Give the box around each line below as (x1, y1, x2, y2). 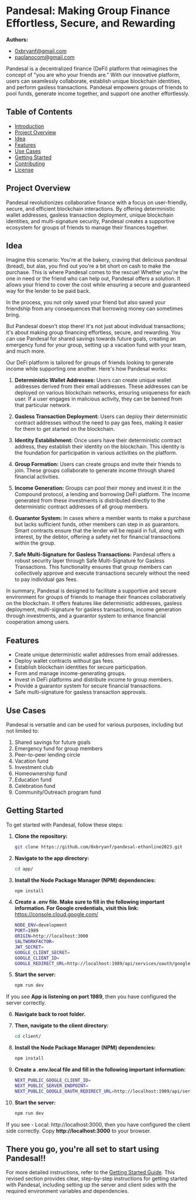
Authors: (6, 36, 28, 43)
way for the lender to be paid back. (6, 288, 91, 295)
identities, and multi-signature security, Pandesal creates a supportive (6, 217, 175, 224)
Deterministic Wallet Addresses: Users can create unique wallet (14, 377, 171, 384)
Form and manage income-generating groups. (14, 670, 126, 677)
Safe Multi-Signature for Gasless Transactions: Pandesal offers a (14, 551, 176, 558)
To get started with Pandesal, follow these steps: (6, 821, 124, 828)
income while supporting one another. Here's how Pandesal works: (6, 365, 168, 372)
